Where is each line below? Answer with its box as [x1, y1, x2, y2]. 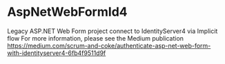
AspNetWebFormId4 [7, 4, 128, 20]
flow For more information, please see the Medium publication [7, 34, 184, 42]
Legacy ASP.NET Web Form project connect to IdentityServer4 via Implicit [7, 27, 218, 35]
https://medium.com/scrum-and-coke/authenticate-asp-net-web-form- [7, 41, 211, 50]
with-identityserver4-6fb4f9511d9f [7, 49, 106, 57]
